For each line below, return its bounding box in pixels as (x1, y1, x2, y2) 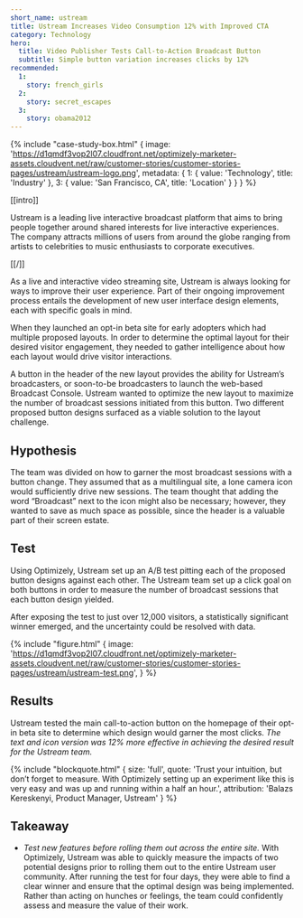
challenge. (10, 417, 50, 427)
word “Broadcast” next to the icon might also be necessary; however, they (10, 495, 287, 506)
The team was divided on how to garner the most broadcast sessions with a (10, 466, 292, 477)
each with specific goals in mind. (10, 304, 133, 316)
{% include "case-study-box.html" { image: (10, 139, 171, 150)
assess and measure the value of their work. (23, 900, 188, 911)
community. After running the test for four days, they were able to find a (23, 871, 291, 882)
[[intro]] (10, 195, 39, 206)
